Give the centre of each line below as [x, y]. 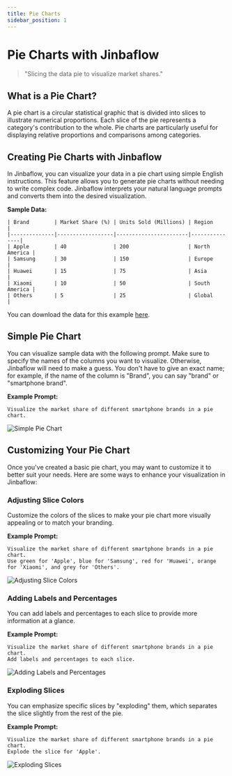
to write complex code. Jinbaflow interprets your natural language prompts [115, 188]
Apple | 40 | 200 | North [112, 247]
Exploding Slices [36, 690]
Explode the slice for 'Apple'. [54, 752]
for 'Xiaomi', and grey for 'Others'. [63, 567]
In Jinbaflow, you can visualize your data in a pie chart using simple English [115, 174]
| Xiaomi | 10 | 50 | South [109, 283]
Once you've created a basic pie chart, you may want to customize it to [109, 467]
